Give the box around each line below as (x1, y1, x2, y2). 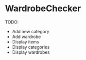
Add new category (12, 28, 50, 34)
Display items (12, 39, 39, 44)
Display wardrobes (12, 49, 50, 55)
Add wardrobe (12, 34, 41, 40)
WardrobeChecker (5, 3, 81, 14)
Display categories (12, 44, 50, 50)
